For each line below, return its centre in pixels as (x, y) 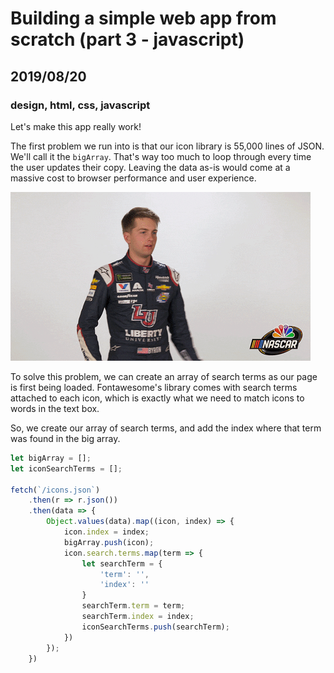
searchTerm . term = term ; (133, 606)
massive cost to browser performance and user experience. (133, 178)
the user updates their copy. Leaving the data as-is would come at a (150, 167)
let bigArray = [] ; (51, 458)
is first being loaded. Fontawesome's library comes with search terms (154, 387)
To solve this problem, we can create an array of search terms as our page (164, 376)
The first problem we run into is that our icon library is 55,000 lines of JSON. (167, 146)
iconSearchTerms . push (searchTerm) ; (155, 627)
